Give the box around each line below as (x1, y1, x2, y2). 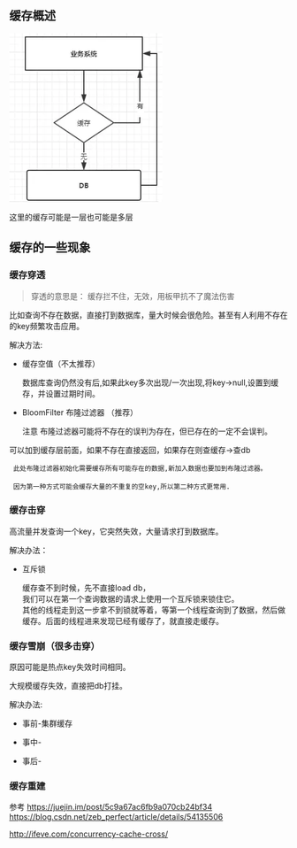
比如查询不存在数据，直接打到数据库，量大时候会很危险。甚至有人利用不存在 (9, 309, 288, 320)
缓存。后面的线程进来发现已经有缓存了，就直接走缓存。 (21, 615, 224, 626)
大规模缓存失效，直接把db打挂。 (9, 681, 128, 691)
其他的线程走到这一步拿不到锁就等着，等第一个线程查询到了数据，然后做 (21, 605, 286, 615)
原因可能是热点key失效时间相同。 (9, 662, 131, 673)
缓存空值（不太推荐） (21, 358, 100, 369)
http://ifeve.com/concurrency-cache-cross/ (9, 829, 169, 839)
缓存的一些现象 (9, 240, 91, 255)
